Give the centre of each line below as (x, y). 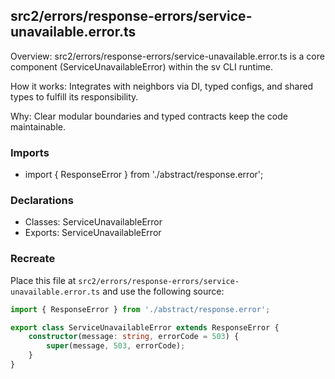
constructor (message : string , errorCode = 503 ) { (134, 337)
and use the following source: (163, 291)
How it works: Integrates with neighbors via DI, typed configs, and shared (162, 86)
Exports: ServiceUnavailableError (93, 233)
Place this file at (43, 280)
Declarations (42, 201)
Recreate (33, 259)
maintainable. (38, 126)
